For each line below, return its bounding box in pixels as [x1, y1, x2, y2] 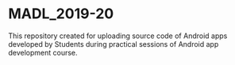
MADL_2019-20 [8, 5, 114, 23]
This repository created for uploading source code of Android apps [8, 31, 228, 40]
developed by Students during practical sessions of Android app [8, 39, 219, 48]
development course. [8, 48, 78, 57]
